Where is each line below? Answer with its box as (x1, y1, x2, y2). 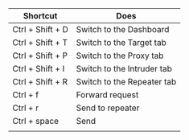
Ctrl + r (12, 102, 39, 113)
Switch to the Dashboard (76, 24, 170, 35)
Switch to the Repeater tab (76, 76, 177, 87)
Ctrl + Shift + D (12, 24, 68, 35)
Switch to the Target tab (76, 37, 166, 47)
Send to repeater (76, 102, 140, 113)
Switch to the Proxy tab (76, 50, 164, 61)
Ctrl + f (12, 89, 39, 100)
